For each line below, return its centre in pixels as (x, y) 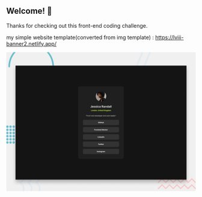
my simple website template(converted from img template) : (80, 37)
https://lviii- (170, 37)
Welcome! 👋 (29, 11)
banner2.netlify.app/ (32, 43)
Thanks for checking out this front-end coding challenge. (77, 25)
